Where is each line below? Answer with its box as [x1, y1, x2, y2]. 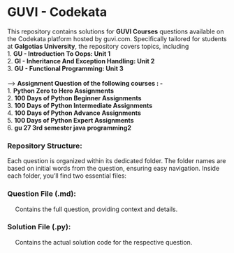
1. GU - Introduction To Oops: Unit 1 [7, 49, 111, 58]
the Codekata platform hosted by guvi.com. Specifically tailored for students [7, 34, 227, 43]
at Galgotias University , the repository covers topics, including [7, 42, 189, 50]
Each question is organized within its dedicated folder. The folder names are [7, 157, 226, 165]
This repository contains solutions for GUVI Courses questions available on [7, 27, 224, 36]
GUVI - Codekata [7, 4, 107, 20]
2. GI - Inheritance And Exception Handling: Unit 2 [7, 56, 155, 65]
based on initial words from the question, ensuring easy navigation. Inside [7, 164, 220, 173]
